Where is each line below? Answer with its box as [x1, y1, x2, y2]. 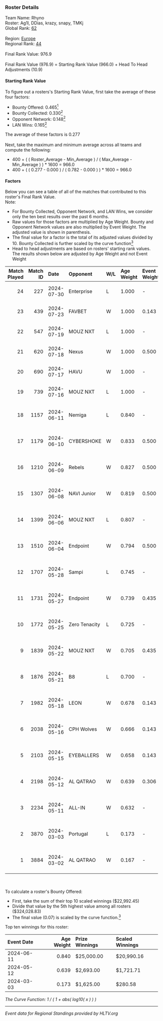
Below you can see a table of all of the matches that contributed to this [5, 189, 147, 195]
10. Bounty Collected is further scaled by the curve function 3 [12, 240, 133, 246]
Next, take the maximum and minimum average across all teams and [5, 142, 142, 148]
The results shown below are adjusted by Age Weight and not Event [12, 250, 148, 257]
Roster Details [5, 4, 39, 11]
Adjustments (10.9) [5, 67, 43, 73]
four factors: [5, 94, 30, 100]
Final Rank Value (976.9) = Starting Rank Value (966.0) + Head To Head [5, 61, 148, 67]
